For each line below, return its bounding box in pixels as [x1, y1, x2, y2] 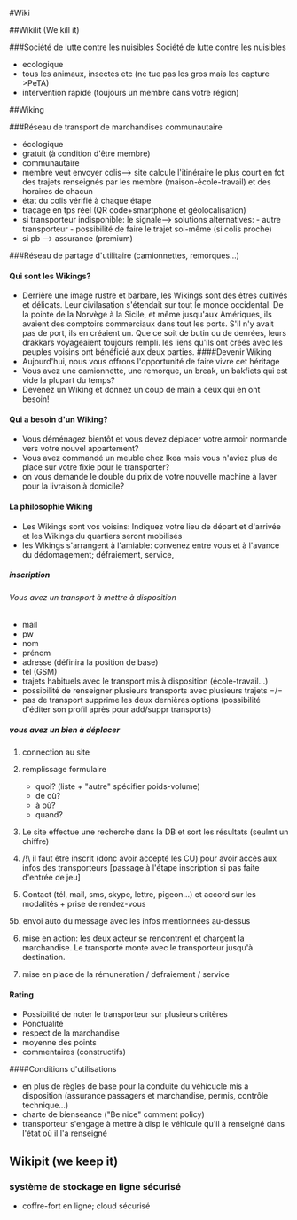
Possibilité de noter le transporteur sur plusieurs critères [21, 1009, 229, 1020]
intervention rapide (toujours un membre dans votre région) [21, 88, 239, 98]
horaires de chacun [21, 186, 93, 196]
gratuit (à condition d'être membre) [21, 148, 151, 159]
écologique [21, 139, 64, 149]
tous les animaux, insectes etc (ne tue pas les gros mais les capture [21, 68, 270, 79]
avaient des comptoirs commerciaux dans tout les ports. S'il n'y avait [21, 318, 275, 329]
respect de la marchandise [21, 1028, 120, 1038]
